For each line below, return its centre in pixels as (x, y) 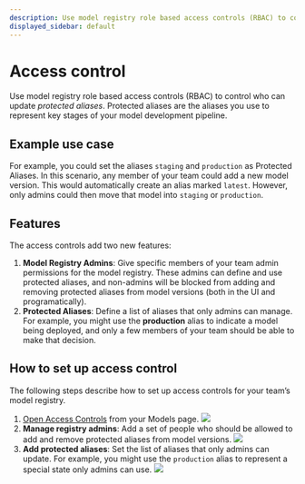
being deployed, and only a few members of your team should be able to (158, 331)
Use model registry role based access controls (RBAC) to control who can (148, 96)
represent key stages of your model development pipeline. (118, 115)
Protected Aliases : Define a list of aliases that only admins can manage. (157, 311)
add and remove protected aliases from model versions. (127, 439)
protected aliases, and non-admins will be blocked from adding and (148, 282)
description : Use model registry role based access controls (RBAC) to (148, 18)
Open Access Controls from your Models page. (111, 419)
